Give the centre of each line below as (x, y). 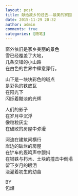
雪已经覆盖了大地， (26, 55)
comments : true (22, 29)
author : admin (21, 24)
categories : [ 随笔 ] (25, 34)
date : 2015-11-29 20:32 (31, 19)
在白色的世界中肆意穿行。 (32, 68)
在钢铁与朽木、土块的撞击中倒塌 (39, 159)
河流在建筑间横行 (23, 140)
